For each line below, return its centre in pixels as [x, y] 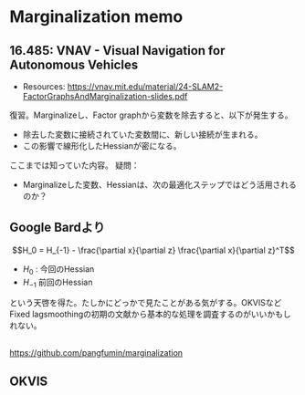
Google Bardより [57, 228]
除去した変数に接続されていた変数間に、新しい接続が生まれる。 [142, 135]
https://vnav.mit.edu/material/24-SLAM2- [145, 87]
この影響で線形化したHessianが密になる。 [102, 146]
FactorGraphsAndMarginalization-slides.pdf [105, 96]
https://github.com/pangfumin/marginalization [96, 352]
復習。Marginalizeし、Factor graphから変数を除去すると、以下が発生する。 [151, 115]
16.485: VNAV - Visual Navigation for [117, 51]
